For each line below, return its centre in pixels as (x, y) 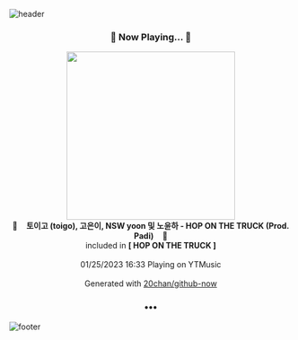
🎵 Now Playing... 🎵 (151, 37)
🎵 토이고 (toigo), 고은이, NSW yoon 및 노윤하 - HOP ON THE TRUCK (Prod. (151, 226)
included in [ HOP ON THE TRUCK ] (151, 246)
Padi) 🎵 (151, 236)
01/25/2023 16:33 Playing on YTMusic (151, 265)
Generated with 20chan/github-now (151, 283)
